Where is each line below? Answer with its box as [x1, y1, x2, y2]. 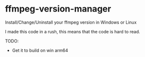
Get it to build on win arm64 [12, 47, 68, 53]
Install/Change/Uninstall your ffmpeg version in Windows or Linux [5, 19, 137, 25]
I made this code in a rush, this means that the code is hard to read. [5, 28, 140, 34]
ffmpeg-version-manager [5, 3, 111, 14]
